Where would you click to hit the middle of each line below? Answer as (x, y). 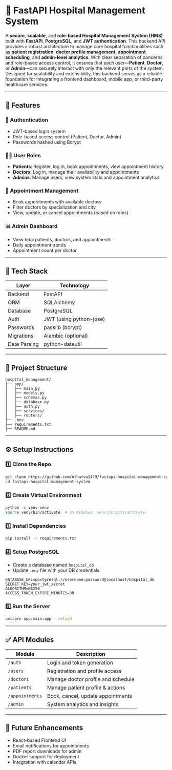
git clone (16, 477)
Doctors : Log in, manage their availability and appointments (76, 172)
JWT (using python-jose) (74, 319)
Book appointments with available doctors (57, 202)
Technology (74, 285)
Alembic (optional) (66, 336)
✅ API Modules (30, 640)
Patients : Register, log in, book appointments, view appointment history (88, 167)
